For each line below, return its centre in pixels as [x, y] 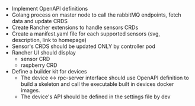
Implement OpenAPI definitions [50, 9]
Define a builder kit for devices [49, 71]
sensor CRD [35, 59]
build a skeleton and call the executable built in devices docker [97, 84]
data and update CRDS [40, 21]
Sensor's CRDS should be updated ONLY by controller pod [83, 46]
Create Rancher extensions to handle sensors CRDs [75, 27]
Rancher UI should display [44, 52]
